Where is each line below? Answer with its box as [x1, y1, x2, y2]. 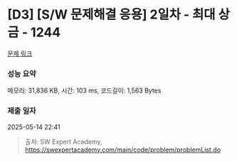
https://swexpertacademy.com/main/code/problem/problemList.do [24, 145, 221, 154]
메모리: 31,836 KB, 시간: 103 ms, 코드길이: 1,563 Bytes [7, 86, 162, 95]
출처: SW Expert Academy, [24, 137, 102, 146]
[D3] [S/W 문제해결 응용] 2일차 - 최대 [7, 6, 216, 23]
